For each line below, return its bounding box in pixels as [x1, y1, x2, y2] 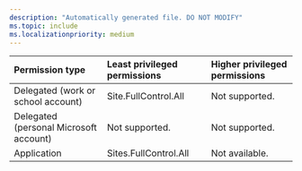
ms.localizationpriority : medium [9, 30, 135, 38]
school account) [13, 96, 83, 108]
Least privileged [106, 58, 178, 71]
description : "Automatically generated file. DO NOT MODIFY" [9, 13, 244, 22]
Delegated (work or [13, 84, 96, 97]
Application [13, 147, 62, 159]
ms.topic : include [9, 21, 78, 30]
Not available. [210, 147, 269, 159]
